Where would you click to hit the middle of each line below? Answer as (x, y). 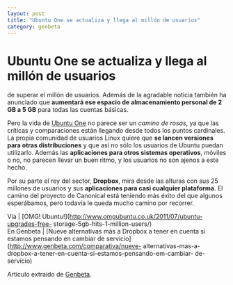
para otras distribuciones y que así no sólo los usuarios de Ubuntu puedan (115, 145)
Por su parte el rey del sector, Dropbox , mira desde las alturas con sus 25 (113, 181)
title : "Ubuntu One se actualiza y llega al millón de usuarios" (104, 20)
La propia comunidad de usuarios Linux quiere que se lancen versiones (110, 138)
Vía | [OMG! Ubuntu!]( (38, 217)
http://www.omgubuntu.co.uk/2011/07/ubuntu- (136, 217)
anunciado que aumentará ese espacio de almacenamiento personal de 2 (115, 102)
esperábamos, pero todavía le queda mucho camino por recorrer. (101, 203)
